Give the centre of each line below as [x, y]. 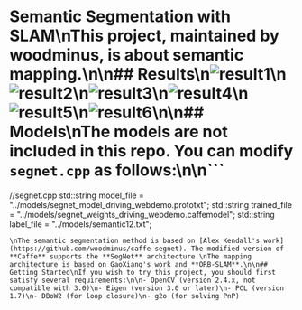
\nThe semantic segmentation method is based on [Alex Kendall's [134, 240]
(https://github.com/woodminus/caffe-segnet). [98, 249]
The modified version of [237, 249]
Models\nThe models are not [119, 132]
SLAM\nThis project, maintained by [144, 36]
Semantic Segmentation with [120, 17]
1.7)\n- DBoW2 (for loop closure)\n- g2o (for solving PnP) [125, 296]
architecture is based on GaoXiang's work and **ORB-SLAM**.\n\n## [139, 264]
